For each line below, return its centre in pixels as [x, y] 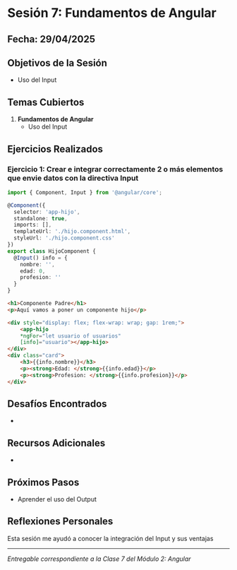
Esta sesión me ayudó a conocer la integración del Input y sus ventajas [110, 538]
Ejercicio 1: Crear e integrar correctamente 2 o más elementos [115, 169]
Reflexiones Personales [60, 522]
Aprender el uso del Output [57, 499]
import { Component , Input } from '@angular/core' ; [85, 192]
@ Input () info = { [41, 258]
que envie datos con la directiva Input [73, 178]
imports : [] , [33, 225]
